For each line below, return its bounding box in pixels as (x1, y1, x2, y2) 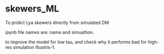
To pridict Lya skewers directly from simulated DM (5, 19, 109, 25)
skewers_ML (5, 3, 59, 14)
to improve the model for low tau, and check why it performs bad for (5, 38, 147, 45)
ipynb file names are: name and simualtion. (5, 29, 94, 35)
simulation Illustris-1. (13, 44, 55, 50)
